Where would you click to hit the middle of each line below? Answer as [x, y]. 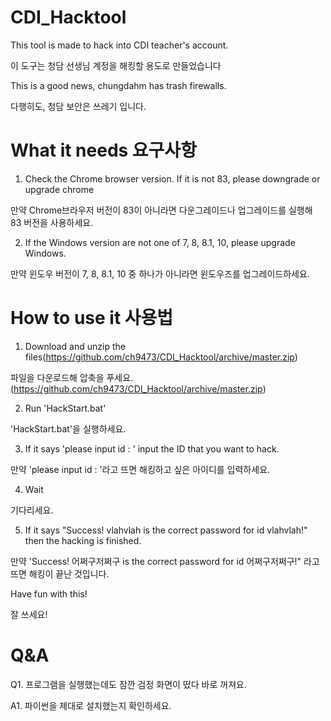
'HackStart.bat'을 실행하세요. [68, 428]
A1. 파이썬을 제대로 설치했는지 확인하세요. [91, 705]
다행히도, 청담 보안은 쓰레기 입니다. [78, 106]
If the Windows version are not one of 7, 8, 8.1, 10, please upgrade [160, 242]
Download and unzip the [75, 346]
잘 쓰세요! [29, 614]
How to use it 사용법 [92, 318]
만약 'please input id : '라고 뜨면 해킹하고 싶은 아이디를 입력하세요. [140, 469]
